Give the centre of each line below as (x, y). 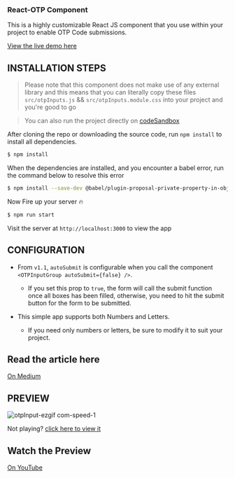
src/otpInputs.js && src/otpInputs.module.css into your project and (123, 100)
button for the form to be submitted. (79, 303)
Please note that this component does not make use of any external (122, 85)
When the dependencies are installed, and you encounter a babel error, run (115, 168)
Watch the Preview (49, 450)
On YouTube (25, 468)
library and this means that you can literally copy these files (110, 92)
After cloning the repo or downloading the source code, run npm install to (115, 134)
